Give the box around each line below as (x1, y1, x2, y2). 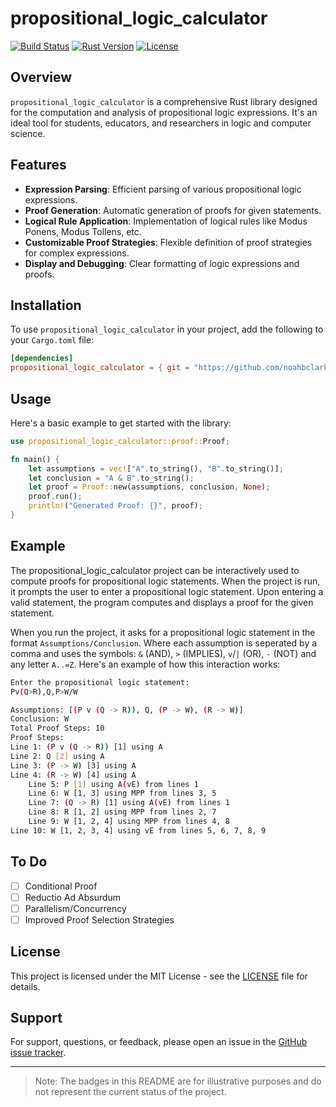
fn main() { (10, 454, 60, 464)
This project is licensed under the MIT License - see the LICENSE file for (10, 970, 308, 982)
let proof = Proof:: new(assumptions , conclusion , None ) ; (28, 482, 271, 492)
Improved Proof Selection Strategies (24, 913, 175, 926)
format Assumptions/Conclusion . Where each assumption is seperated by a (10, 637, 318, 649)
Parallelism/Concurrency (24, 902, 127, 914)
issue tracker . (10, 1047, 67, 1059)
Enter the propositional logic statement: (10, 677, 190, 687)
